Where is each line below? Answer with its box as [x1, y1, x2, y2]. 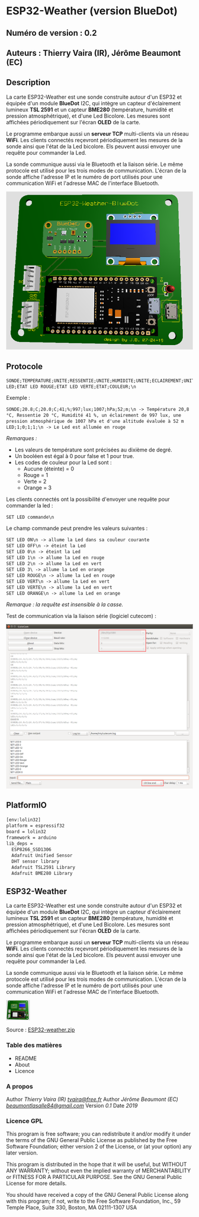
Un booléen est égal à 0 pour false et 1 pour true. [14, 453, 134, 460]
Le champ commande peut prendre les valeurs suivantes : [6, 525, 148, 532]
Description [6, 77, 50, 87]
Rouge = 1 [23, 472, 49, 479]
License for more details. [6, 1180, 67, 1187]
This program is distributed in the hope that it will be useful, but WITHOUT [6, 1161, 187, 1168]
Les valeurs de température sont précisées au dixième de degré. [14, 446, 173, 453]
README [14, 1055, 37, 1062]
